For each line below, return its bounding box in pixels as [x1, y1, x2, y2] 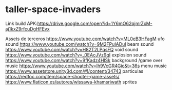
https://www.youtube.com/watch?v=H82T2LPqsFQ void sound [5, 46, 139, 52]
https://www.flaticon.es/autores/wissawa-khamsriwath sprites [5, 79, 137, 85]
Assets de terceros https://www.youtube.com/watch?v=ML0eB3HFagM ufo [5, 36, 165, 42]
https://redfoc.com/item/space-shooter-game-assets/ [5, 73, 120, 79]
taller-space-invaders [5, 4, 101, 15]
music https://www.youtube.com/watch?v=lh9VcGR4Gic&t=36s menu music [5, 63, 167, 69]
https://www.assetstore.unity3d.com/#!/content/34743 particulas [5, 68, 144, 74]
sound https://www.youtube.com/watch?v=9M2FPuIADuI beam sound [5, 41, 154, 47]
